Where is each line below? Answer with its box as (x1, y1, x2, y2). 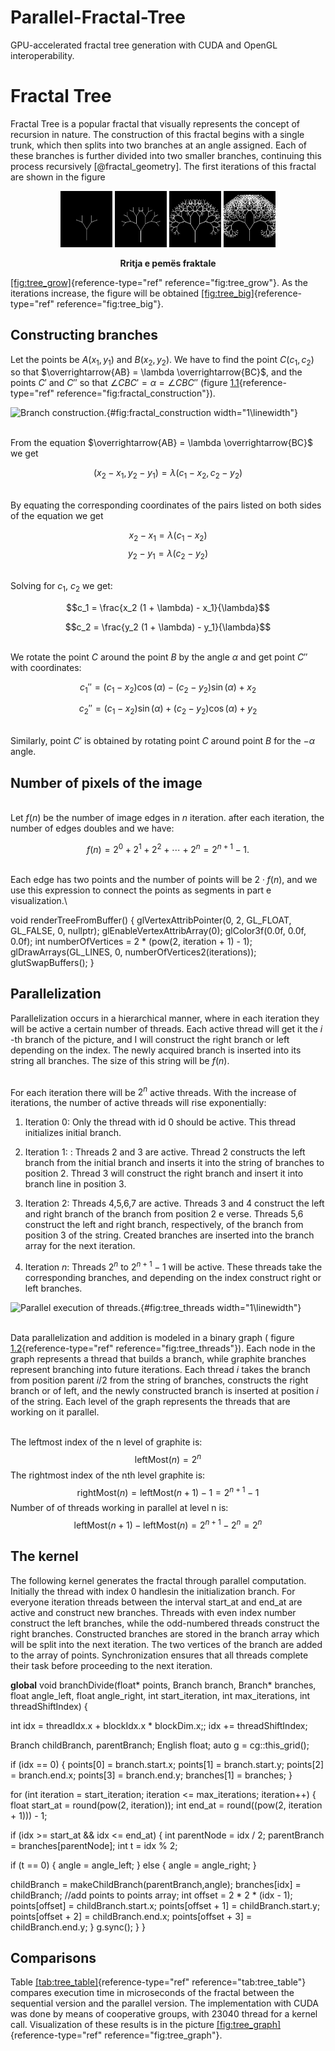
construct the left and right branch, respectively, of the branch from (24, 1219, 304, 1231)
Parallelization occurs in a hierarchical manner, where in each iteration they (10, 1012, 320, 1024)
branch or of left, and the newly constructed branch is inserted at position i (10, 1384, 319, 1396)
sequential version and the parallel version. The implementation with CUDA (10, 1997, 319, 2010)
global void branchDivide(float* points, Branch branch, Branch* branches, (10, 1679, 317, 1691)
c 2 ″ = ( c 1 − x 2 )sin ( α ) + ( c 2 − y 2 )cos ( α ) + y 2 (78, 702, 258, 717)
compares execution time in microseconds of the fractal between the (10, 1987, 295, 1999)
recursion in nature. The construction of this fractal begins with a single (10, 128, 305, 140)
